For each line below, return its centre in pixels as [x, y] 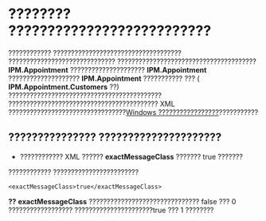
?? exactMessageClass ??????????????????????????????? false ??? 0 [122, 201]
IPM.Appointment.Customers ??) [64, 87]
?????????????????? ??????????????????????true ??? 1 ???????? [111, 210]
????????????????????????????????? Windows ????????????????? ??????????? [133, 112]
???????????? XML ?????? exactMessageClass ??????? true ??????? [131, 156]
